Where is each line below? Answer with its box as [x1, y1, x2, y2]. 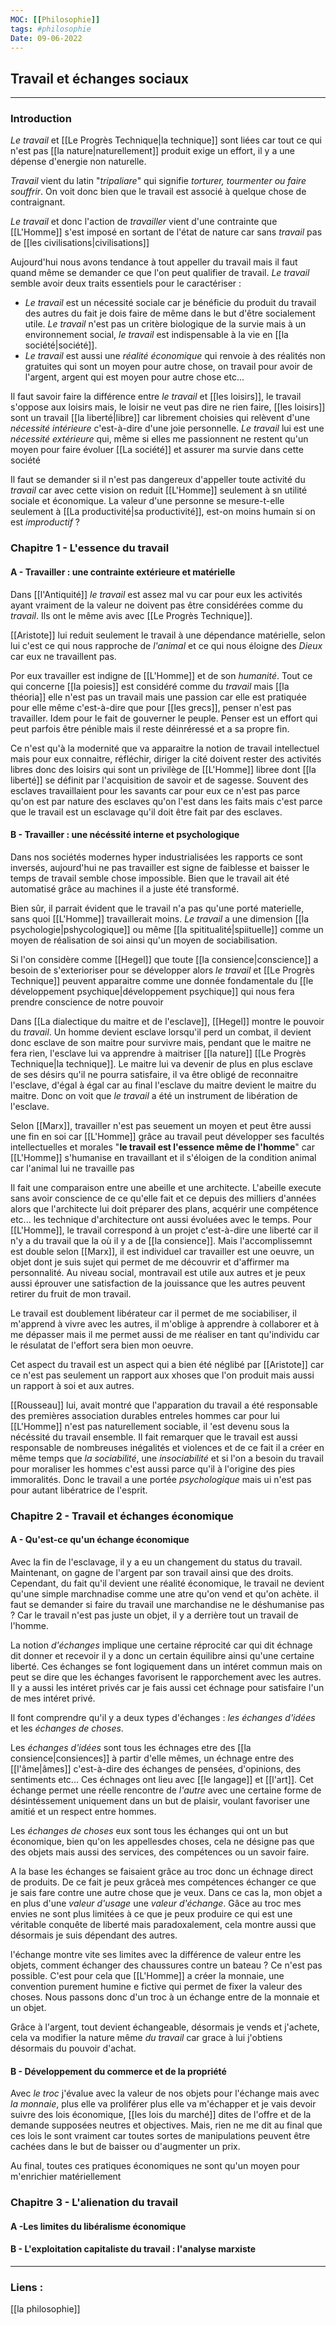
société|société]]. [24, 339, 98, 351]
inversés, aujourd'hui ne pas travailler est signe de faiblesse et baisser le [10, 861, 310, 873]
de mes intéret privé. [10, 1692, 96, 1704]
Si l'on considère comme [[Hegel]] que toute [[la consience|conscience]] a [10, 953, 319, 965]
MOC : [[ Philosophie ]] [10, 14, 101, 25]
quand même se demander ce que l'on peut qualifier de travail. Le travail [10, 267, 310, 279]
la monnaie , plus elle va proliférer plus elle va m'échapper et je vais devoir [10, 2098, 317, 2110]
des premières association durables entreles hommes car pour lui [10, 1409, 280, 1421]
